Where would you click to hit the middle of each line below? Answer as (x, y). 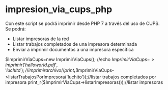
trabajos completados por (129, 77)
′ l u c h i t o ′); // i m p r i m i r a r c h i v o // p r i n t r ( (41, 71)
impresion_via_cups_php (59, 9)
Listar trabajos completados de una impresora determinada (75, 44)
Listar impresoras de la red (41, 39)
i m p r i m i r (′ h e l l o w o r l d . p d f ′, (32, 65)
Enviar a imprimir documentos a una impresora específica (73, 49)
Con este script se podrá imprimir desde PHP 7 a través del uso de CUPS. (82, 23)
